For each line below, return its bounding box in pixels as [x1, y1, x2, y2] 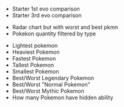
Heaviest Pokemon [12, 48, 60, 56]
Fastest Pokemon [12, 55, 56, 62]
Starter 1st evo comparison [12, 6, 81, 12]
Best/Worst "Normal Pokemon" [12, 81, 90, 88]
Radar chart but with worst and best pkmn [12, 24, 119, 31]
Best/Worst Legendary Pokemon [12, 75, 95, 81]
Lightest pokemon [12, 42, 58, 49]
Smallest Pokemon [12, 68, 59, 75]
